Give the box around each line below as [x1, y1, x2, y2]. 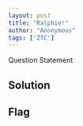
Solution [8, 78, 51, 92]
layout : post [8, 11, 51, 20]
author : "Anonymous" [8, 26, 77, 34]
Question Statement [8, 55, 74, 65]
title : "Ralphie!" [8, 19, 69, 27]
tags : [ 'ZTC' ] [8, 33, 55, 42]
